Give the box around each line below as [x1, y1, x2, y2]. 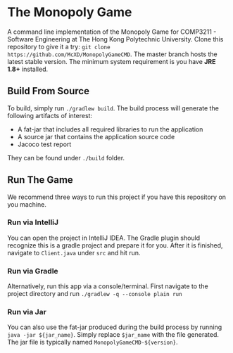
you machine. [7, 200, 47, 208]
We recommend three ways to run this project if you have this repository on [7, 193, 227, 201]
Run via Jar [7, 307, 47, 317]
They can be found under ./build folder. [7, 153, 125, 162]
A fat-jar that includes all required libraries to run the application [17, 124, 203, 134]
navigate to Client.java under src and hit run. [7, 248, 141, 257]
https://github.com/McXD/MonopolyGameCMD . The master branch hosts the [7, 50, 218, 58]
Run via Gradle [7, 266, 58, 276]
